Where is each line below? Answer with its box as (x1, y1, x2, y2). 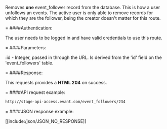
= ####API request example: (5, 89, 65, 95)
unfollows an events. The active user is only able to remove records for (5, 10, 153, 16)
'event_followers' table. (5, 60, 54, 66)
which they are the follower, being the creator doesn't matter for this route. (5, 15, 161, 21)
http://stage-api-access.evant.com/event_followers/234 (5, 99, 126, 104)
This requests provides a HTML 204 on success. (5, 80, 107, 85)
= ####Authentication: (5, 25, 53, 31)
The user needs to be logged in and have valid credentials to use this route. (5, 35, 163, 41)
